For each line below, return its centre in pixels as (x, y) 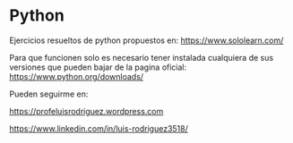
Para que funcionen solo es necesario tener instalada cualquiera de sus (142, 57)
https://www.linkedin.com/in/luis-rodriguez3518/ (99, 128)
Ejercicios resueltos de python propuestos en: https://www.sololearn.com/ (146, 40)
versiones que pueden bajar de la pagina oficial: (98, 67)
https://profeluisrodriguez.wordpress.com (86, 111)
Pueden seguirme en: (49, 94)
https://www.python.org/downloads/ (77, 76)
